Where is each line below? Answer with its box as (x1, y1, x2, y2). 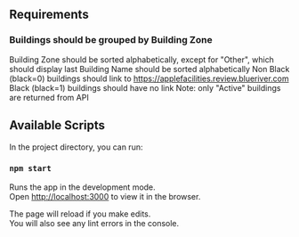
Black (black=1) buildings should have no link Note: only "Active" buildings (9, 82, 281, 93)
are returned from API (9, 92, 89, 102)
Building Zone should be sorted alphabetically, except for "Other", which (9, 53, 274, 65)
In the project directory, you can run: (9, 142, 143, 152)
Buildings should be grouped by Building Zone (9, 34, 213, 46)
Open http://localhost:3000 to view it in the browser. (9, 191, 201, 201)
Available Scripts (9, 118, 105, 133)
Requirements (9, 7, 89, 22)
